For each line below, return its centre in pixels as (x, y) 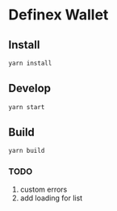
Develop (29, 89)
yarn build (27, 151)
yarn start (27, 107)
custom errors (44, 189)
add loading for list (51, 198)
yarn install (30, 63)
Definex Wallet (58, 15)
